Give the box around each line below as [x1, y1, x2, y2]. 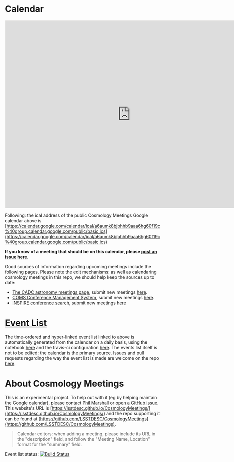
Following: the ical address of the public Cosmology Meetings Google [5, 212, 148, 218]
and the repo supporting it [106, 410, 160, 416]
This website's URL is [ [5, 405, 52, 411]
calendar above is [5, 217, 42, 223]
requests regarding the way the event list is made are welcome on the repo [5, 355, 159, 361]
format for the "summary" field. [17, 441, 82, 447]
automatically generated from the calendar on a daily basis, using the [5, 339, 148, 345]
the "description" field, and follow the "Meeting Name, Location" [17, 436, 150, 442]
